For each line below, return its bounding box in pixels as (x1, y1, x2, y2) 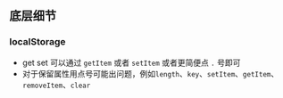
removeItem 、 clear (21, 79, 91, 90)
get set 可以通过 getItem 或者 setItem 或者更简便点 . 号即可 (21, 57, 241, 68)
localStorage (9, 36, 66, 48)
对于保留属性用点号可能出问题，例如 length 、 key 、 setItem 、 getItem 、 (21, 68, 279, 78)
